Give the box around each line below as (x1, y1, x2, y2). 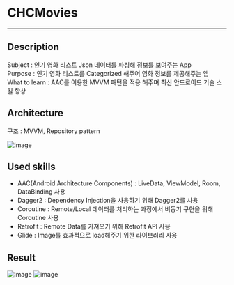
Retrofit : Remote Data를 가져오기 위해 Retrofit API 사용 (17, 222, 171, 231)
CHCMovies (7, 5, 78, 21)
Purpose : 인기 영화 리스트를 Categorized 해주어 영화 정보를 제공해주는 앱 (7, 69, 209, 77)
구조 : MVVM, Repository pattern (7, 127, 100, 135)
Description (7, 41, 59, 53)
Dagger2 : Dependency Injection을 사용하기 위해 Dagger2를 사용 (17, 197, 198, 205)
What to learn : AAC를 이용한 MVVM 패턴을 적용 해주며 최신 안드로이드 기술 (7, 78, 215, 86)
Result (7, 252, 36, 263)
